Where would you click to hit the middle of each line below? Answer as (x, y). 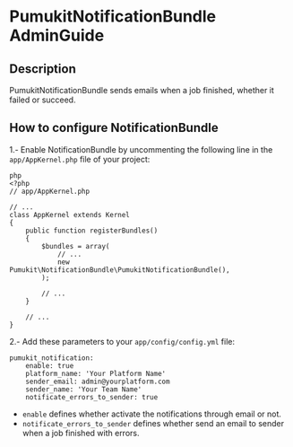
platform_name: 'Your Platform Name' (96, 373)
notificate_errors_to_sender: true (92, 397)
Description (43, 69)
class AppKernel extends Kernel (69, 215)
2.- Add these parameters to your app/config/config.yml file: (122, 341)
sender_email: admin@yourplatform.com (98, 381)
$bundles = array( (76, 246)
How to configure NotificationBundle (114, 128)
